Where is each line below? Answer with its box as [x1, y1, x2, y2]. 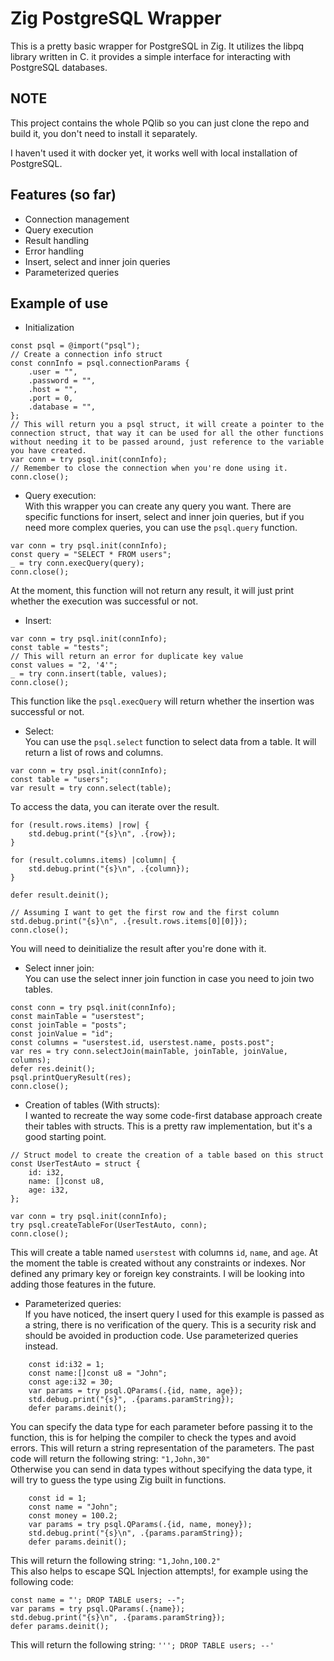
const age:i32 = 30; [28, 1377, 114, 1387]
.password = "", [28, 376, 97, 386]
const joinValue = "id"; [10, 1029, 114, 1039]
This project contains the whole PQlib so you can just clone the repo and [10, 117, 310, 129]
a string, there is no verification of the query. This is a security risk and [24, 1319, 317, 1331]
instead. [24, 1340, 59, 1352]
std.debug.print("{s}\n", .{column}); [28, 864, 190, 874]
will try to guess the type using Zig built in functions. [10, 1474, 227, 1486]
